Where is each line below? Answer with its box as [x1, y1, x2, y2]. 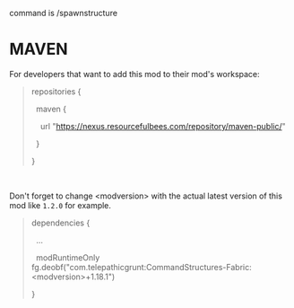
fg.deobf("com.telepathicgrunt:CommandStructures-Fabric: [30, 261, 253, 272]
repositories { [30, 85, 82, 97]
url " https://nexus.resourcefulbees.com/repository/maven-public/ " [39, 120, 287, 131]
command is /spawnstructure [9, 8, 118, 18]
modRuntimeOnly [35, 251, 100, 263]
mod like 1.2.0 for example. [9, 199, 112, 210]
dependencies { [30, 217, 91, 228]
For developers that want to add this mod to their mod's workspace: [9, 68, 260, 79]
